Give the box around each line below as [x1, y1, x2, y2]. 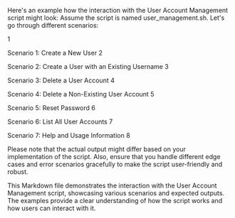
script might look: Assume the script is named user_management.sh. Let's [7, 13, 225, 22]
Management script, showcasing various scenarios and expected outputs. [7, 189, 225, 197]
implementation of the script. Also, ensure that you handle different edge [7, 153, 221, 160]
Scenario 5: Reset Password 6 [7, 104, 96, 112]
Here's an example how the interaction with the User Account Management [7, 6, 229, 14]
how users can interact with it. [7, 204, 96, 212]
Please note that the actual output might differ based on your [7, 145, 187, 153]
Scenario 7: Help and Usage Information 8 [7, 131, 130, 139]
